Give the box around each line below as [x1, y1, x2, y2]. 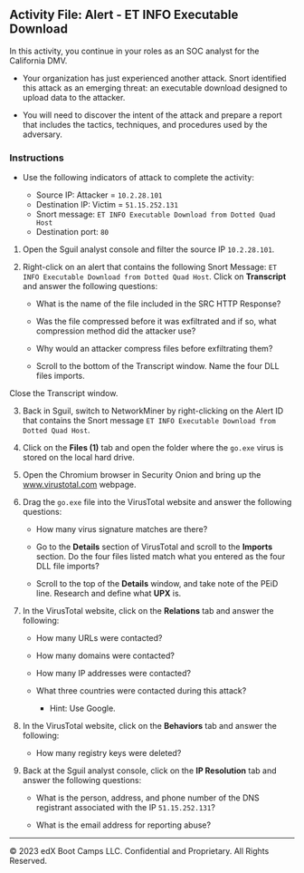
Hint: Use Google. [49, 703, 116, 714]
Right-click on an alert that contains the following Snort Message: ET [22, 262, 278, 273]
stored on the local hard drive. [22, 452, 136, 463]
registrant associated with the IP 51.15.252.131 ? [35, 802, 215, 813]
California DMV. [9, 54, 68, 66]
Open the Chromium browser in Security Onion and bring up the [22, 470, 261, 480]
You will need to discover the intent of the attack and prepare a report [22, 109, 282, 121]
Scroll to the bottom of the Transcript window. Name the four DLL [35, 361, 280, 372]
